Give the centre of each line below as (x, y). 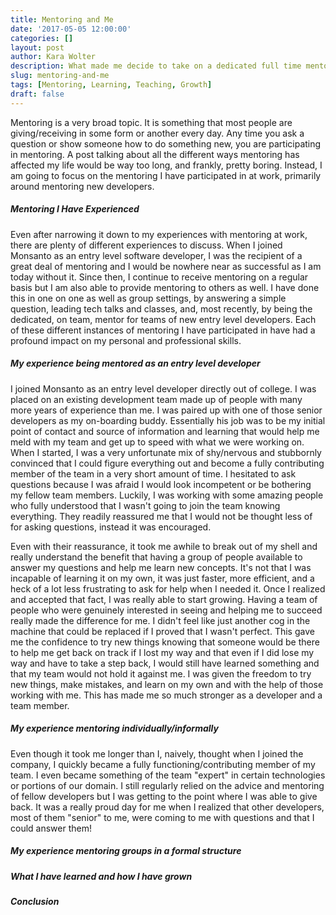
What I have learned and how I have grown (101, 876)
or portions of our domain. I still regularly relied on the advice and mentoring (167, 785)
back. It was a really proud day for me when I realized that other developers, (167, 807)
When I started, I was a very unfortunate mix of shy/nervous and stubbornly (166, 452)
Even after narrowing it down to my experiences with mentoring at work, (159, 234)
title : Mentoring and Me (62, 19)
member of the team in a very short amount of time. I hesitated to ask (153, 473)
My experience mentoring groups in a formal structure (126, 851)
